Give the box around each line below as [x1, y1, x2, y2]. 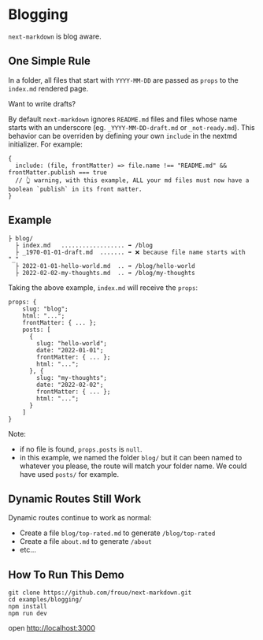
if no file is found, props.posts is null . [19, 444, 143, 454]
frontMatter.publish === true [8, 168, 108, 177]
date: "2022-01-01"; [36, 346, 104, 354]
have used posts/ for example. [19, 469, 120, 478]
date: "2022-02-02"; [36, 381, 104, 389]
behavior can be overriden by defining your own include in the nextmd [8, 131, 238, 140]
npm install [8, 603, 47, 611]
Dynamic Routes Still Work [8, 492, 142, 505]
